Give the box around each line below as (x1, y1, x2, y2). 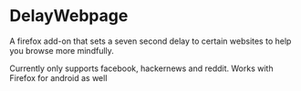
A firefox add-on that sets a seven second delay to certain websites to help (9, 35, 292, 46)
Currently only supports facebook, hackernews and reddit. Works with (9, 63, 274, 74)
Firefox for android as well (9, 72, 108, 83)
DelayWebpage (9, 5, 129, 26)
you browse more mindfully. (9, 45, 114, 56)
